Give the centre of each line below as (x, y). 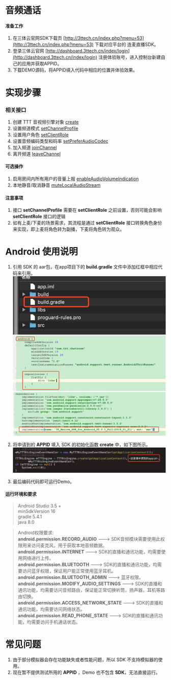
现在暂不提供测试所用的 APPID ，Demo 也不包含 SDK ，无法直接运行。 (86, 672)
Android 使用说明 (41, 252)
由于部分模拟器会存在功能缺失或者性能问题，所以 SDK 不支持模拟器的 (85, 660)
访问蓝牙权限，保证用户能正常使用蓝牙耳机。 (69, 571)
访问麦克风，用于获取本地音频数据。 (69, 545)
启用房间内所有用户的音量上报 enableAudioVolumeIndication (76, 179)
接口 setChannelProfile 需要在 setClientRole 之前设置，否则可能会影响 (87, 210)
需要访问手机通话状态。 (56, 622)
